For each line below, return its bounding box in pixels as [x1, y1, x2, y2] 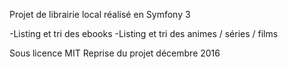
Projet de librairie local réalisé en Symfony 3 [9, 9, 191, 20]
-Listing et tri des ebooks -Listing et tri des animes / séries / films [9, 28, 279, 39]
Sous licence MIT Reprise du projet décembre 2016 [9, 47, 221, 59]
